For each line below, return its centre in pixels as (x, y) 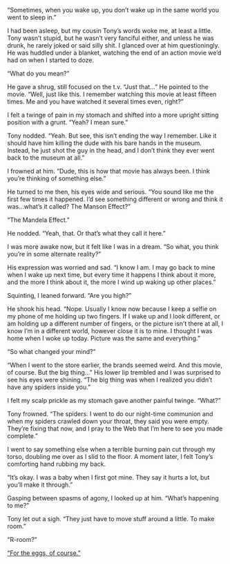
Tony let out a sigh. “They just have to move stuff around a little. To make (111, 519)
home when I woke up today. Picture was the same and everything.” (104, 338)
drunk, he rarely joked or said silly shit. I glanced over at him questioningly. (113, 45)
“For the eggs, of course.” (44, 553)
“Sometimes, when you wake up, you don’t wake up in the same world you (113, 10)
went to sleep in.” (32, 17)
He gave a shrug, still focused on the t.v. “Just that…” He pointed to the (108, 87)
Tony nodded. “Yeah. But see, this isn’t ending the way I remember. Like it (112, 135)
